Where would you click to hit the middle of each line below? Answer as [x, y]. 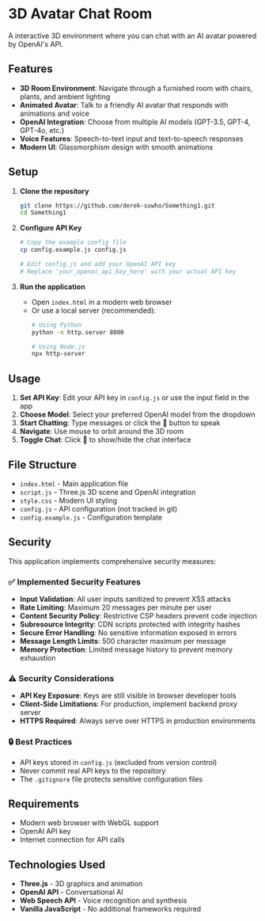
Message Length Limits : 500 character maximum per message [123, 641]
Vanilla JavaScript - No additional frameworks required [110, 909]
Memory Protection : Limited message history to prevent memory [126, 649]
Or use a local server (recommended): [94, 310]
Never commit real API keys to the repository [93, 771]
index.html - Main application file [74, 483]
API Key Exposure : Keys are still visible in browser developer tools [128, 696]
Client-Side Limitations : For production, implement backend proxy [129, 704]
